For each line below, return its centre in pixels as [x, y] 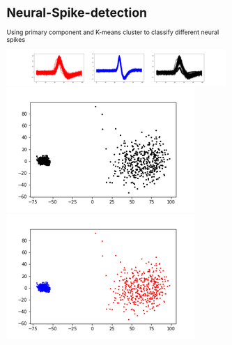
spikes [16, 39]
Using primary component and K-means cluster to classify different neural [113, 32]
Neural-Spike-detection [77, 13]
